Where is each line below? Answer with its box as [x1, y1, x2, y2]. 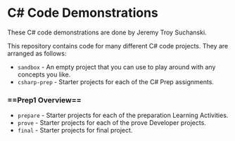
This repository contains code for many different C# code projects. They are [7, 41, 229, 50]
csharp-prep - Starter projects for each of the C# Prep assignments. [17, 77, 215, 86]
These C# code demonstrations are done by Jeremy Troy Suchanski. [7, 28, 207, 36]
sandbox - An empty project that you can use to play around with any [17, 62, 216, 71]
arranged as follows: [7, 49, 67, 58]
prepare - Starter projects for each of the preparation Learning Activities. [17, 111, 229, 120]
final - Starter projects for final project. [17, 126, 133, 135]
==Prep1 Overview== [7, 95, 82, 105]
